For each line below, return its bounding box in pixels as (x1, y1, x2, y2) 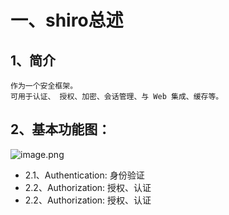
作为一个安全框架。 (10, 81, 78, 91)
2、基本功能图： (10, 121, 112, 138)
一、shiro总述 (10, 9, 124, 32)
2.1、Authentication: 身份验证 (24, 169, 145, 181)
